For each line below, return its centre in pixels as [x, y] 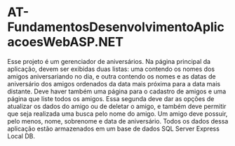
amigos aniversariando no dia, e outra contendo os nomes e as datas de [112, 76]
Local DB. [21, 136]
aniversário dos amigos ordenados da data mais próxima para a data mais [114, 84]
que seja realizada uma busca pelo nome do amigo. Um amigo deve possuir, [117, 114]
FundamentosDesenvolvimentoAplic [116, 27]
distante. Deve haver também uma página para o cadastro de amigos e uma [117, 91]
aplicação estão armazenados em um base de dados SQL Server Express [113, 128]
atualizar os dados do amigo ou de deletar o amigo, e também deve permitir [117, 106]
